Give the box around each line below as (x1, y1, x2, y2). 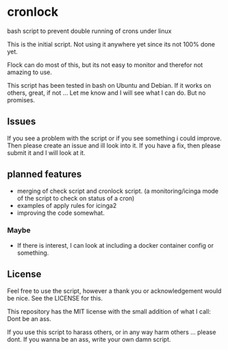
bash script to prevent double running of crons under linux (7, 27, 172, 35)
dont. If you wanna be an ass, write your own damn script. (7, 335, 171, 343)
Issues (7, 116, 36, 128)
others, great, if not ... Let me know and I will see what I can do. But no (7, 89, 206, 97)
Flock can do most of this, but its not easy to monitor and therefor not (7, 60, 203, 69)
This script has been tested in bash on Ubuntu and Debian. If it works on (7, 81, 212, 89)
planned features (7, 169, 82, 180)
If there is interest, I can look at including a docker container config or (16, 241, 214, 249)
